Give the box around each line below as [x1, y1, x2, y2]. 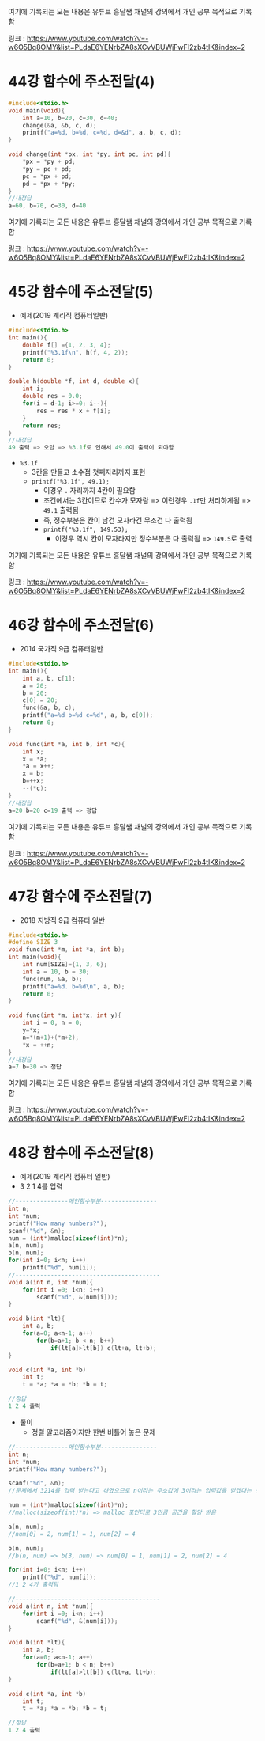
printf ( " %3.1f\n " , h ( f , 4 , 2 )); [22, 348, 129, 356]
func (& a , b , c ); [22, 704, 77, 712]
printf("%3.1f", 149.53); [43, 525, 129, 534]
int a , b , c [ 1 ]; [22, 674, 77, 682]
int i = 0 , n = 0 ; [22, 1019, 83, 1027]
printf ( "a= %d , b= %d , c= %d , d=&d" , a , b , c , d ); [22, 129, 181, 137]
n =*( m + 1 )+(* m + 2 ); [22, 1034, 80, 1041]
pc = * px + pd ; [22, 173, 73, 180]
